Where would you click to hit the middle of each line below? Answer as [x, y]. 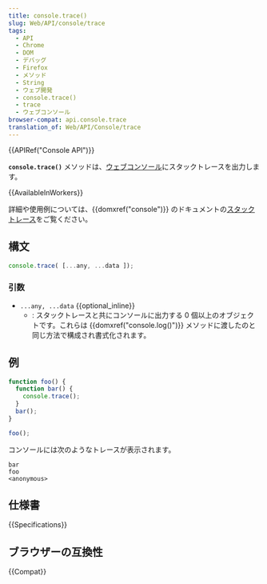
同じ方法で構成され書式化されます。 [91, 335]
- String [30, 82]
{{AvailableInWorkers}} [46, 192]
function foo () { [37, 382]
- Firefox [32, 68]
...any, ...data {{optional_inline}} [78, 306]
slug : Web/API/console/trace [57, 23]
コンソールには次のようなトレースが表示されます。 [92, 450]
